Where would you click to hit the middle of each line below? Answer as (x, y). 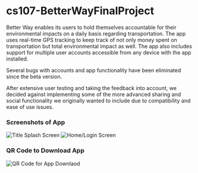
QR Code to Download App (45, 150)
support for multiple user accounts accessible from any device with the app (99, 52)
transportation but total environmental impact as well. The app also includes (99, 46)
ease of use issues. (30, 107)
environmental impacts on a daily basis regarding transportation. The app (96, 33)
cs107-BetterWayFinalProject (80, 11)
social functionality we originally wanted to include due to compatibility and (98, 100)
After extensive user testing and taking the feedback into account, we (92, 88)
